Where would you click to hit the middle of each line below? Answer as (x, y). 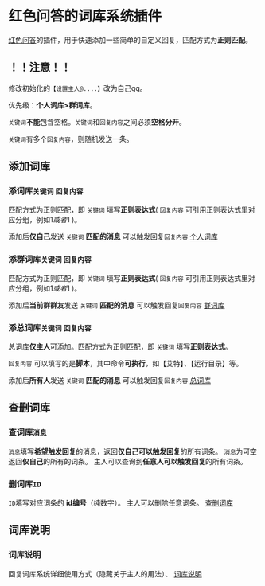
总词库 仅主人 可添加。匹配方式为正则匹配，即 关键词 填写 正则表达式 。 (120, 346)
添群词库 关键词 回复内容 (50, 260)
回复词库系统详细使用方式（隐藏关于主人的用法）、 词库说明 (105, 573)
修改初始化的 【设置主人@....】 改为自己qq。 (78, 88)
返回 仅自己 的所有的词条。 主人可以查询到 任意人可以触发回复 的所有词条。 (128, 461)
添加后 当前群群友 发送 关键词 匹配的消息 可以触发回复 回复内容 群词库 (117, 305)
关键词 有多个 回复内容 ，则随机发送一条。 (71, 139)
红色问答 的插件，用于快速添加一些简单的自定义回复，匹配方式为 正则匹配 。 (130, 40)
